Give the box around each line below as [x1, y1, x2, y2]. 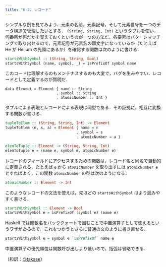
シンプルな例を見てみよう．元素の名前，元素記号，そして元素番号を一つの [5, 21, 157, 27]
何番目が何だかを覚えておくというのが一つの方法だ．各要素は [5, 34, 131, 40]
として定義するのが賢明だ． [13, 76, 70, 82]
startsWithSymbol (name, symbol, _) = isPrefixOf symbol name [5, 61, 136, 66]
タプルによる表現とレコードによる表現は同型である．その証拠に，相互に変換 [5, 105, 161, 111]
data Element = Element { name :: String [5, 86, 92, 92]
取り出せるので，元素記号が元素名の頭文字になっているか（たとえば [18, 40, 157, 46]
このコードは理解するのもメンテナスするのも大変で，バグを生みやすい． [5, 70, 153, 76]
